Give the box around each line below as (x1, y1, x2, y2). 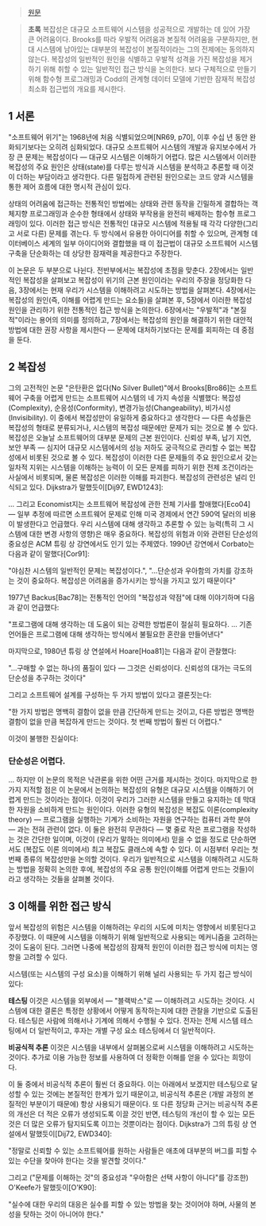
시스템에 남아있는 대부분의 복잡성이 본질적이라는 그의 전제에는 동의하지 (36, 44, 256, 54)
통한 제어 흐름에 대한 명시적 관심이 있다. (8, 182, 131, 191)
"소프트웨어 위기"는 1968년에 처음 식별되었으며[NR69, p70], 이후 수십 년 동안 (8, 132, 249, 141)
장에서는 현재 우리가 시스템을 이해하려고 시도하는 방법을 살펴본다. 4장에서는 (22, 285, 256, 295)
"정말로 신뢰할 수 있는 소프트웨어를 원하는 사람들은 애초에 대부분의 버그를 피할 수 (8, 1146, 257, 1155)
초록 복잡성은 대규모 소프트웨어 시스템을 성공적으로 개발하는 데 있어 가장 (27, 25, 251, 34)
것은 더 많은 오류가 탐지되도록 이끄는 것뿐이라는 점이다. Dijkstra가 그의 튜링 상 (8, 1119, 249, 1128)
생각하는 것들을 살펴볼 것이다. (22, 874, 114, 884)
